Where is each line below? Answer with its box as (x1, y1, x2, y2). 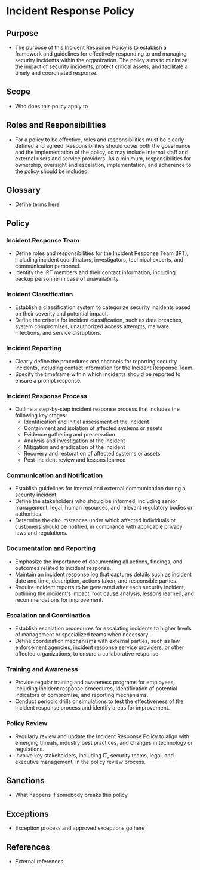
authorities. (14, 510, 43, 517)
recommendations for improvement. (14, 596, 103, 603)
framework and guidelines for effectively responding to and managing (14, 50, 187, 57)
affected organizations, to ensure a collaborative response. (14, 650, 160, 657)
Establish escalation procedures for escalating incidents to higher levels (14, 625, 192, 632)
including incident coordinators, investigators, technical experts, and (14, 256, 184, 263)
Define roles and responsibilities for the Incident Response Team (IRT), (14, 250, 189, 257)
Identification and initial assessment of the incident (23, 418, 149, 426)
